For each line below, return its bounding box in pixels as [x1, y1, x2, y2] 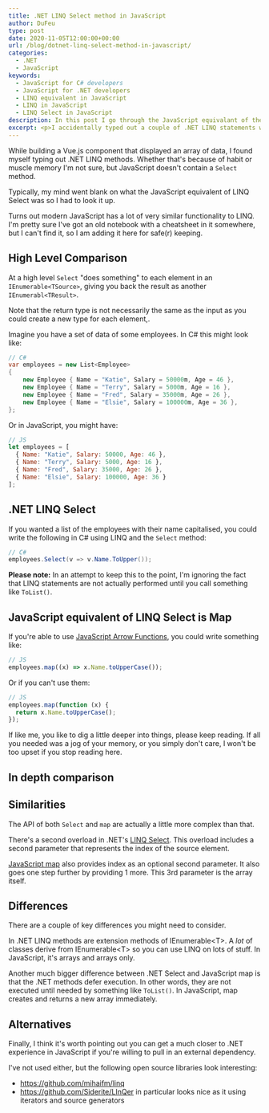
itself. [8, 876, 26, 886]
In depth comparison [8, 770, 114, 784]
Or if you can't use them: [8, 678, 90, 687]
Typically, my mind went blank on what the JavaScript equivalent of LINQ [8, 186, 250, 197]
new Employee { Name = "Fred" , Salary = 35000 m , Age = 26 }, [22, 390, 231, 398]
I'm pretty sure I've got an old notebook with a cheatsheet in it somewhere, [8, 219, 256, 229]
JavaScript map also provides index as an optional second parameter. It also [8, 858, 260, 868]
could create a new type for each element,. [8, 314, 151, 324]
